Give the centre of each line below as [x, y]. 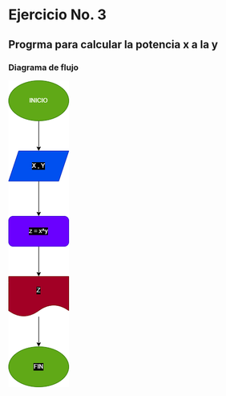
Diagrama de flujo [43, 67]
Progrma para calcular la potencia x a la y [113, 45]
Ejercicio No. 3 [57, 15]
